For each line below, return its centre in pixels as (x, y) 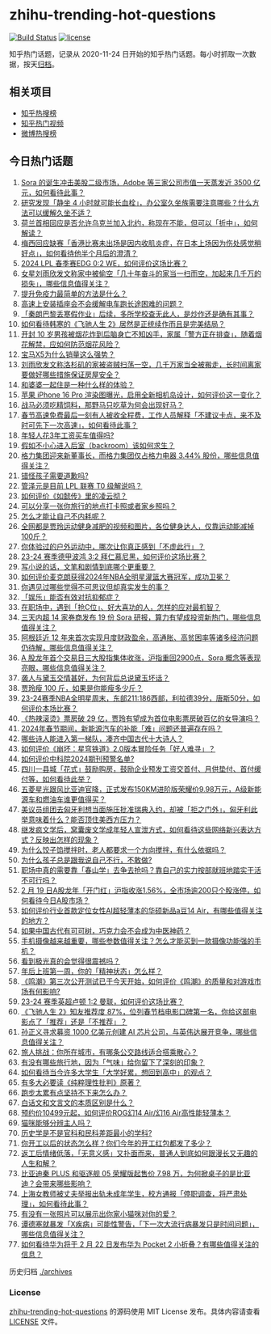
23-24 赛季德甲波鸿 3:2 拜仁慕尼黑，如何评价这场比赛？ (114, 557)
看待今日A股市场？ (59, 900)
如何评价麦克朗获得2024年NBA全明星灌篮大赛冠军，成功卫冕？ (125, 577)
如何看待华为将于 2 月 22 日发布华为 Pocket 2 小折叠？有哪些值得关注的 (140, 1244)
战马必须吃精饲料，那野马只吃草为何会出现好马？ (102, 404)
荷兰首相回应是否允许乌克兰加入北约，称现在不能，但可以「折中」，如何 (139, 222)
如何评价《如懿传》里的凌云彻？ (74, 496)
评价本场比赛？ (53, 708)
